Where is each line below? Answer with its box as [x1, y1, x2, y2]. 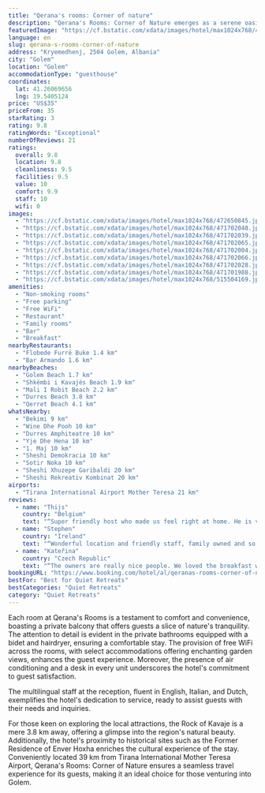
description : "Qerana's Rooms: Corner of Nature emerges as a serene [8, 19, 242, 27]
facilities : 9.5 [15, 173, 69, 181]
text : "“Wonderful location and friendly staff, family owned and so [22, 540, 256, 548]
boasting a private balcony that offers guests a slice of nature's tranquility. [8, 621, 250, 630]
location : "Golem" [8, 63, 69, 71]
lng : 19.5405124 [15, 92, 69, 100]
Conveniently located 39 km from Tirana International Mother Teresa [8, 752, 231, 761]
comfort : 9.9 [15, 187, 58, 196]
